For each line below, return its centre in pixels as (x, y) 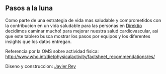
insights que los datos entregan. (38, 41)
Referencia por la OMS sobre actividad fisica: (52, 51)
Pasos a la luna (29, 8)
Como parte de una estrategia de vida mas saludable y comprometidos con (83, 20)
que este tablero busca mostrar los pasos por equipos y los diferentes (78, 36)
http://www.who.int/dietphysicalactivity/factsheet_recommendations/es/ (80, 56)
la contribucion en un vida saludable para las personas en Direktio (74, 25)
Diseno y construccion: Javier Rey (41, 66)
